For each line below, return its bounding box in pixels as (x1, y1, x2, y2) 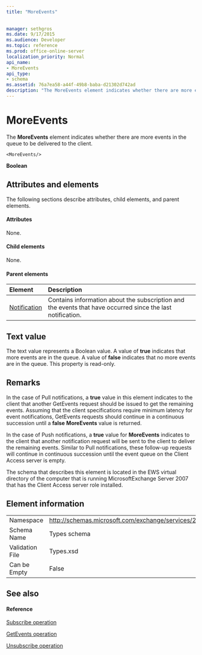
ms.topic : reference (6, 43, 58, 49)
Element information (6, 499, 85, 509)
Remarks (6, 378, 41, 388)
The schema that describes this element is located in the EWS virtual (6, 468, 177, 476)
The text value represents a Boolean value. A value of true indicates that (6, 348, 186, 355)
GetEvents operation (6, 630, 57, 637)
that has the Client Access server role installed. (6, 481, 123, 488)
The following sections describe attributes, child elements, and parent (6, 196, 179, 203)
